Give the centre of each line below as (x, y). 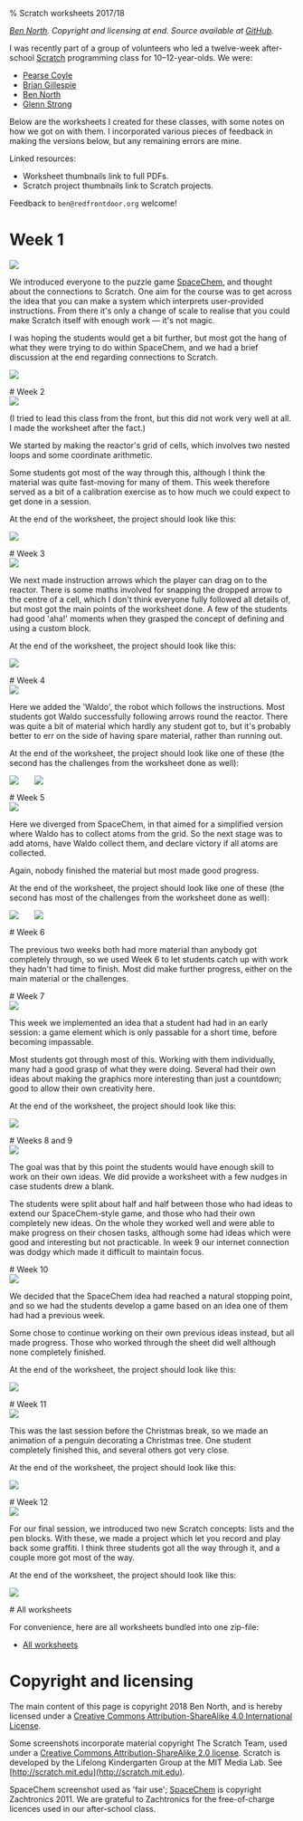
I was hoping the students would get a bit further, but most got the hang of (148, 338)
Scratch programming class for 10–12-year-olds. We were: (144, 58)
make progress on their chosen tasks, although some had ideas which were (150, 1232)
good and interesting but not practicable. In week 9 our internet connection (149, 1242)
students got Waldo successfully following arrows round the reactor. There (149, 716)
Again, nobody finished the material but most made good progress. (134, 870)
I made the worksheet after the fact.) (78, 427)
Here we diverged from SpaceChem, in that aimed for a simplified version (146, 824)
